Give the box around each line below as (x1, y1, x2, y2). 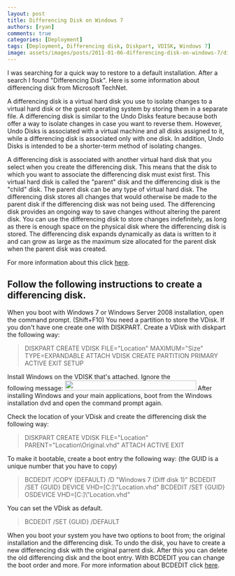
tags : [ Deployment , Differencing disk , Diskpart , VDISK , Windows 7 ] (7, 43, 211, 50)
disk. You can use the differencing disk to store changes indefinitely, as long (7, 214, 227, 223)
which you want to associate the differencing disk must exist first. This (7, 170, 211, 179)
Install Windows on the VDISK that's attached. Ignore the (7, 372, 171, 380)
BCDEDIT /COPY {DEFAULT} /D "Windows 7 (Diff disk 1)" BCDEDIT (24, 475, 217, 484)
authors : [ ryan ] (7, 23, 55, 30)
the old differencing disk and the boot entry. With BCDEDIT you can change (7, 553, 225, 561)
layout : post (7, 10, 45, 18)
